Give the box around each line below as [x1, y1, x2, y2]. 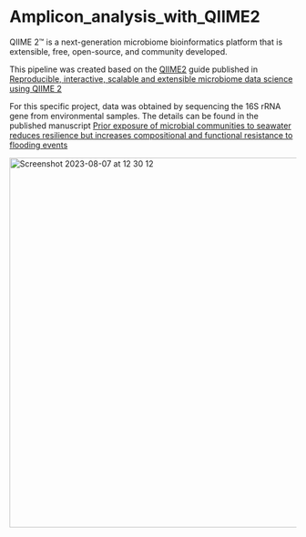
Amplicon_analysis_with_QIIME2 [9, 6, 261, 27]
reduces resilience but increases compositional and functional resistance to [9, 129, 293, 140]
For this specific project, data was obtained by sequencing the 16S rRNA [9, 100, 281, 111]
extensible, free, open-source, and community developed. [9, 46, 228, 56]
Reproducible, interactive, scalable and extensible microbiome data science [9, 73, 293, 84]
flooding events [9, 139, 68, 150]
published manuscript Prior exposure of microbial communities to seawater [9, 120, 291, 131]
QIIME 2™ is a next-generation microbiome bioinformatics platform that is [9, 36, 283, 47]
